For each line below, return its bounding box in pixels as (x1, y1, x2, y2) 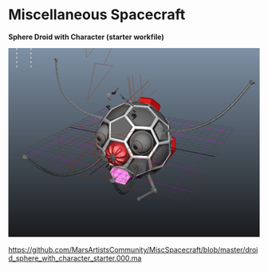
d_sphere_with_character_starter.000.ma (8, 253, 142, 263)
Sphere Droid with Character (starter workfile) (8, 32, 165, 42)
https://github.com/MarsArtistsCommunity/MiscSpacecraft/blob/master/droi (8, 245, 258, 255)
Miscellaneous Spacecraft (8, 6, 186, 24)
